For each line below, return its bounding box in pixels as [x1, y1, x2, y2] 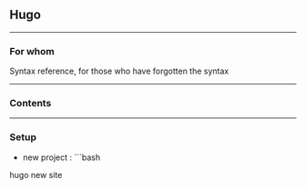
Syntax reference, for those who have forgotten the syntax [9, 65, 229, 76]
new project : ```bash [22, 152, 101, 163]
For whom [9, 45, 55, 57]
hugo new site [9, 169, 63, 180]
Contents [9, 97, 52, 110]
